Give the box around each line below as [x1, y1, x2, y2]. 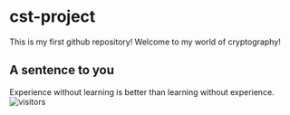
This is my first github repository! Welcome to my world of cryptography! [9, 36, 281, 47]
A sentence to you [9, 62, 115, 78]
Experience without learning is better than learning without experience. [9, 86, 275, 97]
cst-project [9, 6, 96, 27]
